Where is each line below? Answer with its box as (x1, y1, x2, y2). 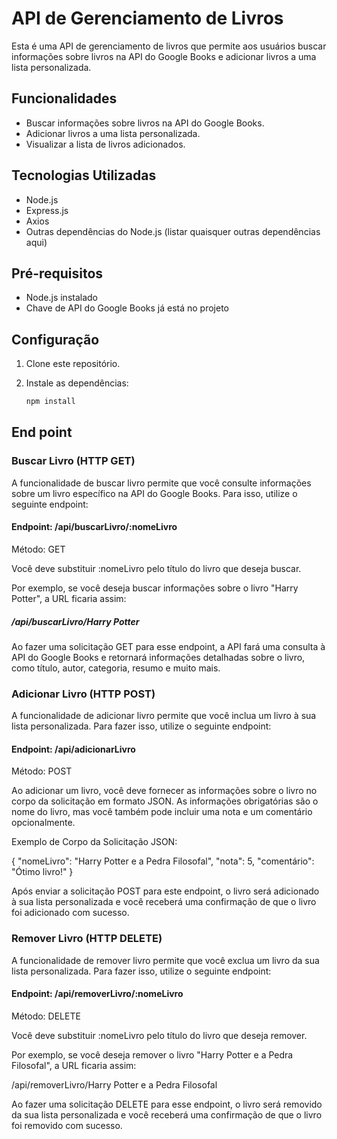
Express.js (25, 204, 69, 216)
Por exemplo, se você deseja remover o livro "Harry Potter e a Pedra (11, 1048, 294, 1061)
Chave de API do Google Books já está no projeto (25, 302, 229, 314)
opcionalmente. (11, 817, 76, 829)
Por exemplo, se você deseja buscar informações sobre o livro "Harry (11, 582, 299, 594)
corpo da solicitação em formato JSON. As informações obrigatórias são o (11, 795, 319, 807)
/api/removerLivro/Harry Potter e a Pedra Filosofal (11, 1078, 218, 1091)
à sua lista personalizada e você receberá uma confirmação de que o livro (11, 896, 317, 908)
